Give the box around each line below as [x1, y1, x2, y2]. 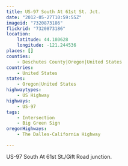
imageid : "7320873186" [6, 20, 63, 26]
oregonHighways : [6, 126, 47, 132]
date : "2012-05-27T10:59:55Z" [6, 14, 82, 20]
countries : [6, 64, 34, 71]
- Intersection [17, 114, 55, 120]
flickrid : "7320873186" [6, 25, 66, 32]
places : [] [6, 48, 34, 54]
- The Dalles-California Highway [17, 131, 101, 138]
